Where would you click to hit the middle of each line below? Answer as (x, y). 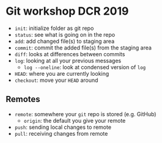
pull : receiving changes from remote (61, 133)
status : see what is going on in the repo (65, 34)
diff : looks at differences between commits (70, 54)
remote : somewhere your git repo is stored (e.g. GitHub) (85, 114)
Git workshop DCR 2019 (67, 11)
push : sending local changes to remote (63, 127)
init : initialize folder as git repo (54, 28)
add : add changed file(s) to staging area (64, 41)
